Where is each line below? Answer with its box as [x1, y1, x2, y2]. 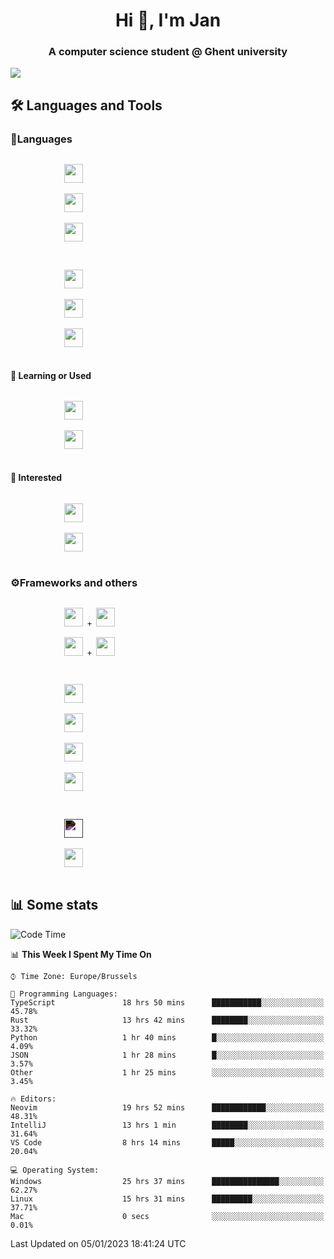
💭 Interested [10, 471, 63, 483]
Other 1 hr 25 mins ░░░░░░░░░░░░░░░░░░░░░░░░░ [10, 1067, 325, 1078]
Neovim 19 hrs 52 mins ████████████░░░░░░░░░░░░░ [10, 1102, 325, 1113]
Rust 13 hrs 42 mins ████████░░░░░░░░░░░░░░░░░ [10, 1015, 325, 1025]
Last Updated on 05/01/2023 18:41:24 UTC [10, 1237, 187, 1249]
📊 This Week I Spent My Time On [10, 948, 152, 960]
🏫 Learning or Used [10, 369, 92, 381]
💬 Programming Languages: [10, 989, 118, 999]
